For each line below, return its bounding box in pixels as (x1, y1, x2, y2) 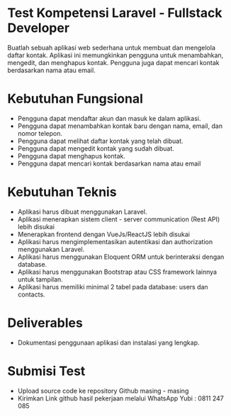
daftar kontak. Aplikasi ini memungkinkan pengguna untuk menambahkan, (7, 51, 224, 59)
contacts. (17, 290, 45, 299)
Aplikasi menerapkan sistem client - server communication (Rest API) (17, 214, 220, 224)
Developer (7, 20, 69, 36)
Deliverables (7, 315, 83, 330)
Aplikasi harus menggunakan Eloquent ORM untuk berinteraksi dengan (17, 253, 225, 261)
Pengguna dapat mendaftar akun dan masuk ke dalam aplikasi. (17, 114, 201, 122)
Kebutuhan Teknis (7, 184, 117, 200)
